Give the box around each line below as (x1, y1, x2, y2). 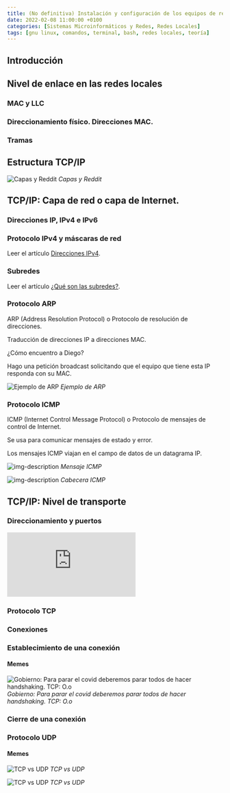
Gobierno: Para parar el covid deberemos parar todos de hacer (7, 689, 186, 698)
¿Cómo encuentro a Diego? (7, 348, 84, 357)
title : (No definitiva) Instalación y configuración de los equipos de (7, 10, 216, 17)
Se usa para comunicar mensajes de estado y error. (7, 436, 153, 444)
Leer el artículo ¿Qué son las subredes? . (7, 282, 120, 290)
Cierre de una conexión (7, 714, 87, 724)
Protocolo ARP (7, 299, 57, 309)
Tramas (7, 135, 33, 145)
